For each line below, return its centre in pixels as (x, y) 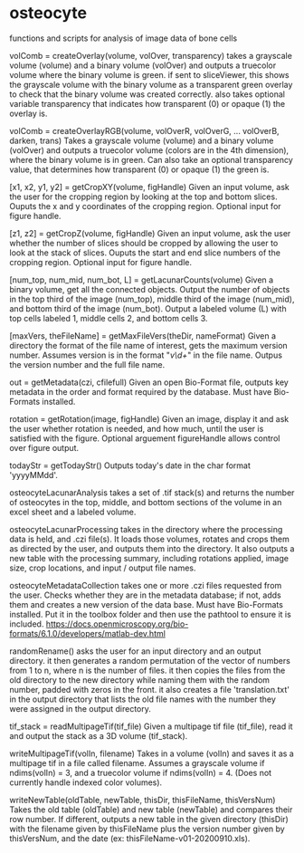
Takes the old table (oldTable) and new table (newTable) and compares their (151, 810)
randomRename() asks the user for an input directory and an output (135, 651)
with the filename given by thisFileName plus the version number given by (147, 829)
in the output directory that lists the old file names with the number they (142, 699)
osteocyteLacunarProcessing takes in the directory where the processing (146, 529)
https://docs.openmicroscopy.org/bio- (117, 624)
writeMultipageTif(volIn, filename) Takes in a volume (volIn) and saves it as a (152, 753)
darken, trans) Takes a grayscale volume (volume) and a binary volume (142, 140)
